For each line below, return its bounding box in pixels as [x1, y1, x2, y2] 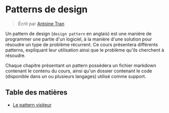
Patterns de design [5, 4, 88, 15]
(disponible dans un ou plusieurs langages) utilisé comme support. [5, 73, 146, 79]
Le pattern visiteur [12, 102, 52, 108]
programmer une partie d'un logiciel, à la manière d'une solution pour [5, 36, 153, 42]
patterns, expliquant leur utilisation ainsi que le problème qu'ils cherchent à [5, 47, 164, 53]
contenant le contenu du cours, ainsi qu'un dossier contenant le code [5, 68, 153, 74]
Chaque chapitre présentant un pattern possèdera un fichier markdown [5, 62, 157, 68]
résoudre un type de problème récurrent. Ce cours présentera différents [5, 41, 158, 47]
